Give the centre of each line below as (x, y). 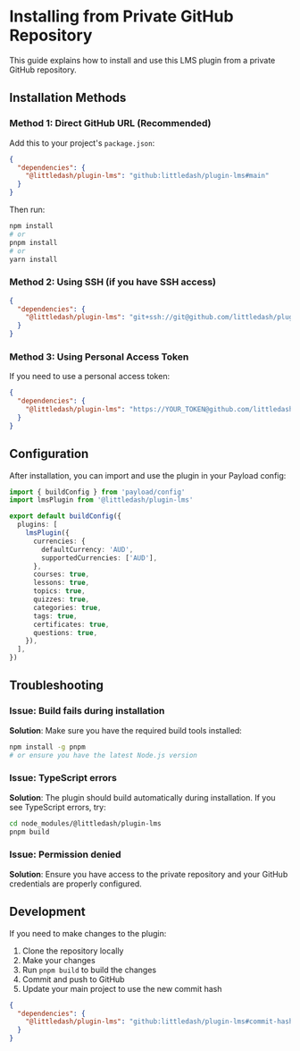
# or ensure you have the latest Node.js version (104, 755)
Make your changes (58, 960)
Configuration (49, 454)
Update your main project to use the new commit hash (122, 988)
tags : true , (55, 616)
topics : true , (59, 591)
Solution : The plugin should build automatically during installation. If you (142, 797)
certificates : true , (71, 624)
